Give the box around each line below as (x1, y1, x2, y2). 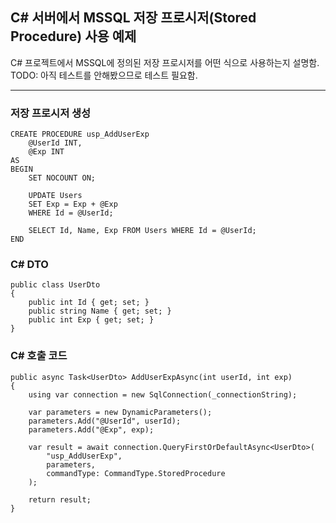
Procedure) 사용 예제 (10, 28, 137, 45)
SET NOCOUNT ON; (28, 173, 97, 183)
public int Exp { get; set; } (28, 315, 155, 325)
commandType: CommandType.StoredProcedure (46, 468, 226, 478)
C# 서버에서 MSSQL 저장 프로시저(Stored (10, 9, 257, 27)
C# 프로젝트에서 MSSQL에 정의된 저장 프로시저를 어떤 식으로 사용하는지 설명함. (10, 56, 320, 68)
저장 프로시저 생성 (10, 106, 92, 120)
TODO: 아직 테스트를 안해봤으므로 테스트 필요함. (10, 69, 198, 81)
